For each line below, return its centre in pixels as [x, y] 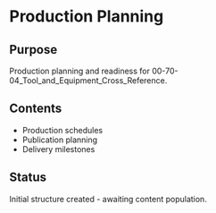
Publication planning [60, 140]
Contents [36, 109]
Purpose [33, 50]
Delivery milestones [58, 149]
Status [28, 178]
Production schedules [62, 130]
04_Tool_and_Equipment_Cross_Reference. [88, 81]
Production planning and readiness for [79, 71]
